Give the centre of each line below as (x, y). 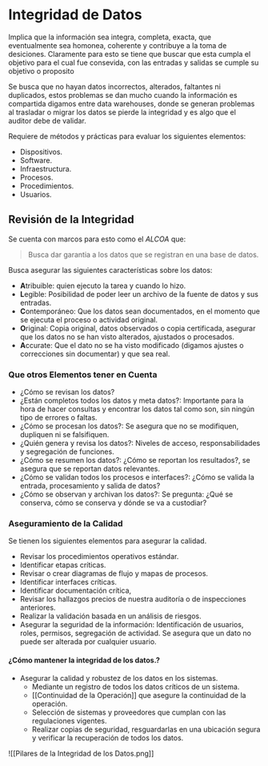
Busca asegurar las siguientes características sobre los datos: (110, 270)
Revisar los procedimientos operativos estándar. (99, 557)
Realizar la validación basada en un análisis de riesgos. (110, 616)
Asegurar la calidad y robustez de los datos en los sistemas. (119, 678)
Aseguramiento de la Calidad (66, 523)
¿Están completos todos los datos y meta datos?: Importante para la (132, 401)
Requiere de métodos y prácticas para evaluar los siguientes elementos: (127, 136)
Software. (36, 160)
